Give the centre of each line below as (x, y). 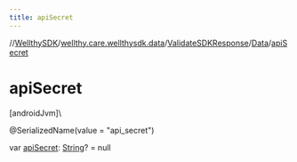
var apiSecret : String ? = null (60, 147)
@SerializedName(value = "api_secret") (82, 130)
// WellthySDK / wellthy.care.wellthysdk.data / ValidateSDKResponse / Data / (140, 43)
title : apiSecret (41, 17)
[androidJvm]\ (36, 113)
